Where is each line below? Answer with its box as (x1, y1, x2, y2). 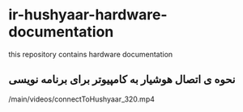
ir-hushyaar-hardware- (8, 6, 168, 24)
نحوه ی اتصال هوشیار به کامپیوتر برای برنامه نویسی (8, 73, 236, 86)
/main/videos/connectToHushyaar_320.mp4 (8, 94, 156, 104)
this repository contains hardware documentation (8, 49, 173, 59)
